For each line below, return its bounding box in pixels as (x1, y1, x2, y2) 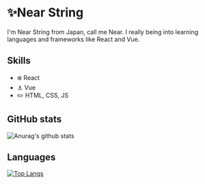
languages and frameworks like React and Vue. (7, 35, 140, 43)
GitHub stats (7, 114, 62, 125)
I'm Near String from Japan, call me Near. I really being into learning (7, 27, 199, 36)
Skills (7, 55, 31, 66)
